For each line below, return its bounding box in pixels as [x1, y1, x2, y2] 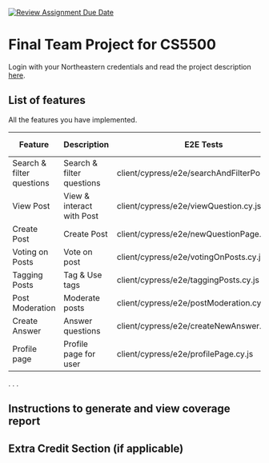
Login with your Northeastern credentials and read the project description [8, 62, 252, 71]
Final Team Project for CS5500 [8, 36, 216, 54]
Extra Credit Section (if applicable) [8, 441, 184, 455]
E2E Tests [183, 138, 223, 150]
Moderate [63, 292, 100, 303]
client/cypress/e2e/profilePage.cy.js [116, 348, 254, 359]
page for [63, 348, 96, 359]
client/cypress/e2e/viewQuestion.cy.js [116, 200, 262, 211]
